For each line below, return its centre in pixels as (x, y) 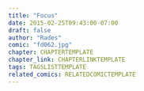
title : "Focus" (33, 15)
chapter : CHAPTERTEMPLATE (51, 52)
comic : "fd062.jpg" (40, 45)
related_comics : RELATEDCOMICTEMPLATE (72, 74)
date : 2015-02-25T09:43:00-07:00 (63, 23)
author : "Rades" (35, 38)
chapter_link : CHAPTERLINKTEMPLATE (67, 60)
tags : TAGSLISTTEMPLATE (47, 67)
